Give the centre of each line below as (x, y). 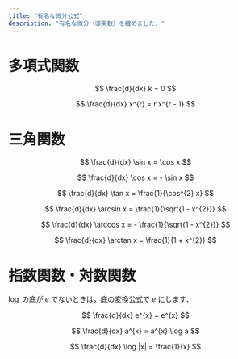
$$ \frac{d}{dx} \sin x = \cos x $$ (136, 162)
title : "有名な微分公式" (46, 16)
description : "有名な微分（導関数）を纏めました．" (87, 23)
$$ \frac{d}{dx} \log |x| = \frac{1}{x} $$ (136, 347)
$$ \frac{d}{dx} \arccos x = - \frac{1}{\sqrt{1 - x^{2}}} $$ (136, 225)
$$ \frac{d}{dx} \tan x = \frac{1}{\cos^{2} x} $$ (136, 194)
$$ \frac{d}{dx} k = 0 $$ (136, 89)
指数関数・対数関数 (72, 276)
